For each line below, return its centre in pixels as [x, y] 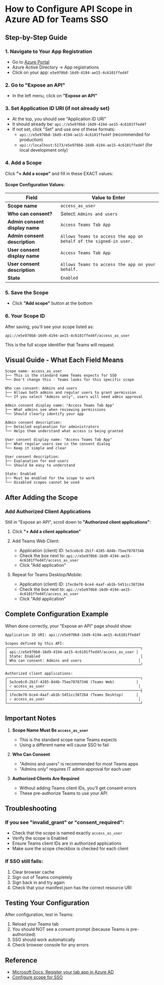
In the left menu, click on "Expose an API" [55, 96]
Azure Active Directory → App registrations [55, 67]
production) [31, 140]
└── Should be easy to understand [40, 466]
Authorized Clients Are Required [46, 778]
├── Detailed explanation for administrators [52, 427]
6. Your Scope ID [25, 316]
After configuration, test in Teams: [39, 915]
